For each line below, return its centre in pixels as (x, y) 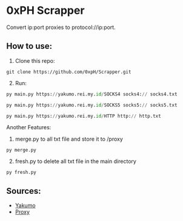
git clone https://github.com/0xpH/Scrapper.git (69, 72)
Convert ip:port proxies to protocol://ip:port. (61, 27)
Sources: (24, 191)
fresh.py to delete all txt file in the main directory (75, 161)
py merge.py (21, 150)
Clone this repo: (35, 60)
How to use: (29, 46)
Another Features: (29, 127)
